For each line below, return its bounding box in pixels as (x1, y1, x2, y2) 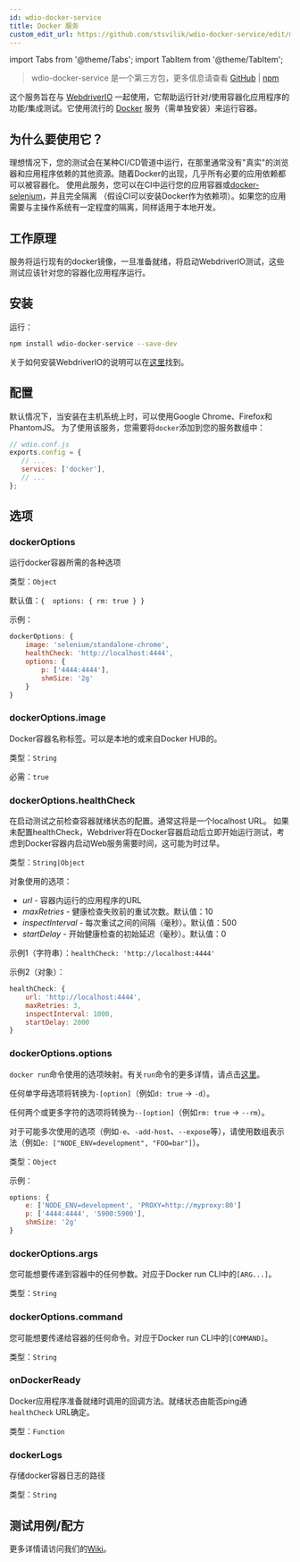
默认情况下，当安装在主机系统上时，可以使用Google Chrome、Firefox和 (9, 411, 273, 422)
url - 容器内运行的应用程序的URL (21, 895, 142, 906)
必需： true (9, 771, 49, 781)
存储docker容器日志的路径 (9, 1470, 105, 1481)
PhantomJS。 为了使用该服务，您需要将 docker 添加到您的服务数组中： (9, 422, 266, 432)
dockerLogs (9, 1448, 62, 1461)
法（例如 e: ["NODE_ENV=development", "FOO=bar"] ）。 (9, 1137, 205, 1148)
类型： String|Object (9, 857, 86, 868)
